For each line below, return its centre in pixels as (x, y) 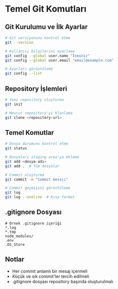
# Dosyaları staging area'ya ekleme (42, 157)
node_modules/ (19, 236)
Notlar (15, 260)
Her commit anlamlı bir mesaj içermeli (50, 271)
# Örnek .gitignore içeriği (34, 223)
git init (14, 104)
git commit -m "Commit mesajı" (37, 179)
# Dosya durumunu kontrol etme (37, 144)
